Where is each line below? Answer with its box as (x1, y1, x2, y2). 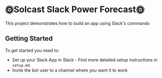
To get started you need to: (5, 47, 60, 53)
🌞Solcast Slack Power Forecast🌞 (5, 4, 145, 15)
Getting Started (5, 35, 53, 43)
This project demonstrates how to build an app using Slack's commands (5, 20, 150, 26)
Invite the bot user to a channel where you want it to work (12, 67, 128, 73)
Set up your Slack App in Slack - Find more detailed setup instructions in (12, 57, 158, 62)
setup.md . (12, 62, 32, 68)
